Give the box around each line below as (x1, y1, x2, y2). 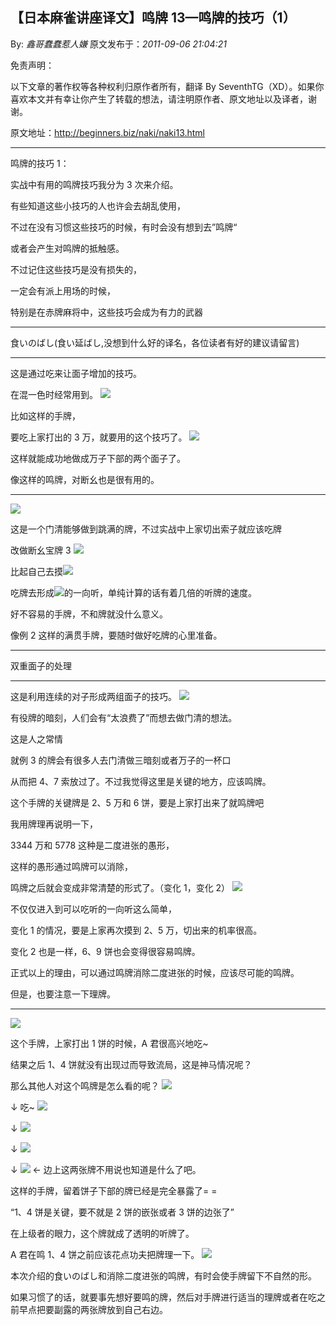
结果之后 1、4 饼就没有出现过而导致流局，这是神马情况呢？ (10, 1058, 253, 1070)
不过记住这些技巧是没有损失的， (10, 263, 142, 275)
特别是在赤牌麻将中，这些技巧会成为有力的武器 (10, 306, 203, 318)
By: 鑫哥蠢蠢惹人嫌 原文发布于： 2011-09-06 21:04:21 (10, 38, 227, 50)
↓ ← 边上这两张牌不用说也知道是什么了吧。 (10, 1163, 202, 1175)
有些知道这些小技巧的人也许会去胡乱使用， (10, 199, 186, 212)
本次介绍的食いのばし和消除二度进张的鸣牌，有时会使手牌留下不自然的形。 (10, 1269, 317, 1282)
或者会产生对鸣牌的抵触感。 (10, 242, 125, 254)
